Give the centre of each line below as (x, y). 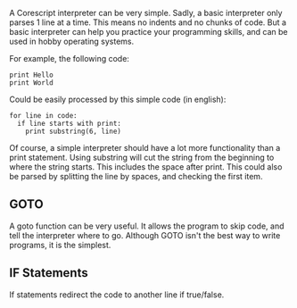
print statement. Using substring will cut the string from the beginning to (142, 157)
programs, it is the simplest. (60, 245)
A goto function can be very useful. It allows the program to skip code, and (147, 226)
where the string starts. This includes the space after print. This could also (146, 167)
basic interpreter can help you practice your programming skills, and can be (148, 32)
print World (31, 83)
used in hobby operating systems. (72, 41)
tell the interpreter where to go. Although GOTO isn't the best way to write (145, 235)
